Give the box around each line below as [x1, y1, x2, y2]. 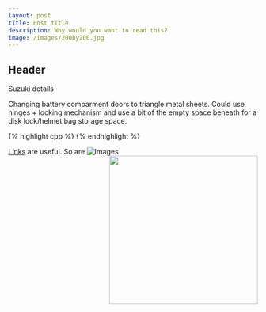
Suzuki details [8, 84, 54, 93]
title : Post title [8, 19, 69, 27]
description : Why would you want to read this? [8, 26, 169, 34]
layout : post [8, 11, 51, 20]
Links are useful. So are [8, 147, 85, 157]
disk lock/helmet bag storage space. [8, 116, 127, 126]
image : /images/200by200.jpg [8, 33, 104, 42]
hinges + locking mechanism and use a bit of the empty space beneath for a [8, 108, 257, 117]
